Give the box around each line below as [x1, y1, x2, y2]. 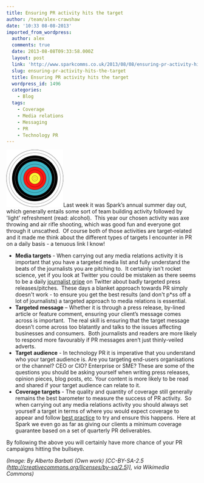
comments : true [12, 42, 50, 48]
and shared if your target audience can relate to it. [15, 382, 141, 389]
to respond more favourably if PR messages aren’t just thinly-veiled [15, 336, 184, 344]
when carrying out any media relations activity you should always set [15, 401, 188, 409]
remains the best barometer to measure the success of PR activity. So [15, 395, 192, 402]
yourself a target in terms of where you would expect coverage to [15, 407, 180, 415]
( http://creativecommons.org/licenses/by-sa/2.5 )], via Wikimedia [6, 463, 169, 471]
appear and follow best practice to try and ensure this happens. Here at [15, 414, 195, 421]
